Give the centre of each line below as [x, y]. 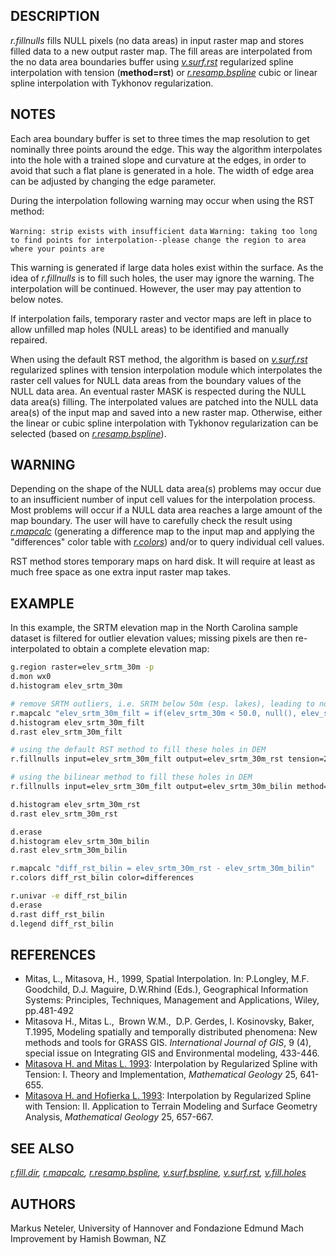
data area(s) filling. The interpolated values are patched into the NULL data [164, 401]
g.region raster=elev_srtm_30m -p [82, 667]
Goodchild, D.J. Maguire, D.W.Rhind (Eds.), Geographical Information [166, 990]
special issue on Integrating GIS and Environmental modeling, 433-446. [172, 1053]
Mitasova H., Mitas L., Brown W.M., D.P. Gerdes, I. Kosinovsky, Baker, [169, 1021]
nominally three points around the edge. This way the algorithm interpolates [166, 149]
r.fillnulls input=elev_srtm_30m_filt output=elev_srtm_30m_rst [147, 759]
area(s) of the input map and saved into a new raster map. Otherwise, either [166, 412]
